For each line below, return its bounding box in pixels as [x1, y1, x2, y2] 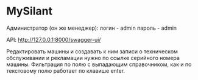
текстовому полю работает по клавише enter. [6, 67, 126, 74]
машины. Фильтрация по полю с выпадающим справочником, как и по [6, 61, 192, 68]
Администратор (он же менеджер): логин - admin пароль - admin [6, 24, 177, 32]
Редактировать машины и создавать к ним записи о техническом [6, 47, 179, 55]
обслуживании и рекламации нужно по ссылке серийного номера [6, 54, 180, 61]
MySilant [6, 4, 53, 18]
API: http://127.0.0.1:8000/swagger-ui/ [6, 36, 101, 43]
